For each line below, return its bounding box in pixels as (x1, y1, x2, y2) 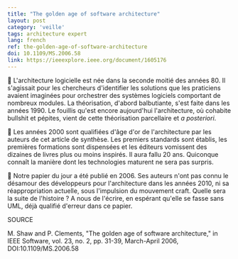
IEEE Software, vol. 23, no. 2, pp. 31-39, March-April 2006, (7, 236, 179, 245)
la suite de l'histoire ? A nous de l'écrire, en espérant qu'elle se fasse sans (7, 194, 225, 202)
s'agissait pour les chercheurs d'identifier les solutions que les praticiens (7, 83, 222, 92)
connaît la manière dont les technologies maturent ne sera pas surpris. (7, 158, 215, 166)
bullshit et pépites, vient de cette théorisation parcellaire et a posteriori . (7, 114, 217, 122)
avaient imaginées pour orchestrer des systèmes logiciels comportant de (7, 91, 222, 99)
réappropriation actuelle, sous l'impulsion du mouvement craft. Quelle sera (7, 186, 226, 195)
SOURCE (7, 215, 33, 224)
